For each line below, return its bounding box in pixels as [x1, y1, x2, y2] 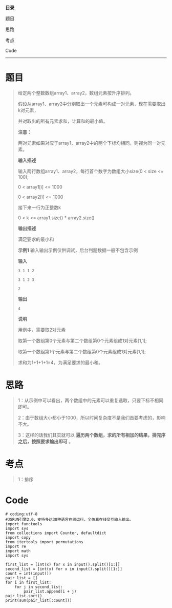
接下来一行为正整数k [17, 204, 61, 211]
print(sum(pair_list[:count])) [5, 598, 72, 603]
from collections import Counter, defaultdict [5, 530, 106, 536]
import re [5, 544, 27, 549]
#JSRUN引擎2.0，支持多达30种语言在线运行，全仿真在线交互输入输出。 [5, 517, 134, 522]
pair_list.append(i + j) [24, 588, 77, 594]
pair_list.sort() [5, 593, 42, 598]
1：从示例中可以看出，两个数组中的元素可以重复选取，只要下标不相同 [17, 397, 164, 403]
